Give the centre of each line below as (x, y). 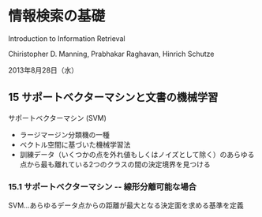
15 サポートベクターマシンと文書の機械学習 (113, 97)
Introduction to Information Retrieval (67, 38)
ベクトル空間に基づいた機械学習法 (75, 144)
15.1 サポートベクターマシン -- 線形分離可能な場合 (103, 186)
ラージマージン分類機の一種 (65, 134)
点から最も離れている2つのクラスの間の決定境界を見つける (115, 164)
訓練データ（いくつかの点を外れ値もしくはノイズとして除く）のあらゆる (137, 154)
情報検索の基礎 (57, 16)
